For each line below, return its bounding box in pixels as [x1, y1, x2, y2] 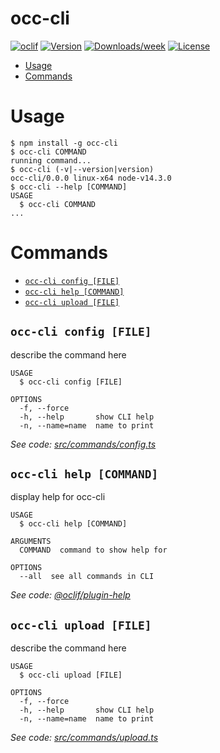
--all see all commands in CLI [19, 572, 155, 582]
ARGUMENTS [10, 537, 52, 547]
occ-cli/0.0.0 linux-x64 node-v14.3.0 [10, 173, 172, 183]
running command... [10, 155, 92, 166]
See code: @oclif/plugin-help [10, 589, 131, 601]
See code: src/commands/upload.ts [10, 732, 159, 744]
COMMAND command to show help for [19, 545, 168, 556]
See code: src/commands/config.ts [10, 438, 157, 450]
